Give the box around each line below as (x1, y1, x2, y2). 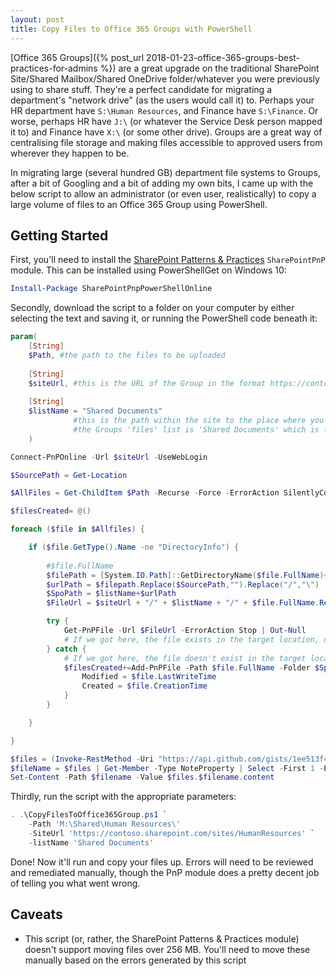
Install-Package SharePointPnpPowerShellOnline (10, 284, 213, 294)
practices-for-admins (10, 62, 98, 74)
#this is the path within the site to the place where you (73, 416, 325, 426)
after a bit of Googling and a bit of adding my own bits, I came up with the (10, 177, 314, 189)
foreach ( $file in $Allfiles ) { (10, 524, 145, 535)
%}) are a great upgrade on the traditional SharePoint (99, 62, 320, 74)
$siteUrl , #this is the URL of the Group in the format (28, 378, 267, 388)
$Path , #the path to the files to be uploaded (28, 350, 226, 360)
